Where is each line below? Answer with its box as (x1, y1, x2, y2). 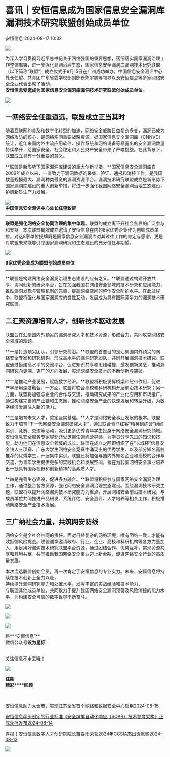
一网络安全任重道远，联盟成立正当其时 (5, 113, 125, 122)
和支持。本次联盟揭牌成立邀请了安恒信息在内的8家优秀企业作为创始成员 (5, 226, 154, 233)
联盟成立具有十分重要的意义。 (5, 153, 67, 159)
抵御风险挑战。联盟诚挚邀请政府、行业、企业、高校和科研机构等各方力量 (9, 539, 160, 545)
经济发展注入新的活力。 (9, 404, 59, 410)
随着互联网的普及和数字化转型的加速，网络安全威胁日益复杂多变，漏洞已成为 (5, 127, 165, 134)
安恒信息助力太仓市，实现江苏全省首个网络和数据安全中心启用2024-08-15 (5, 703, 159, 709)
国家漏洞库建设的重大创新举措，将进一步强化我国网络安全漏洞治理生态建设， (5, 182, 165, 188)
